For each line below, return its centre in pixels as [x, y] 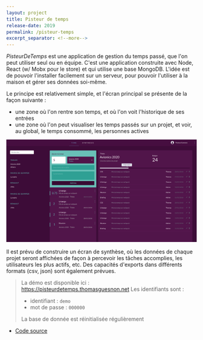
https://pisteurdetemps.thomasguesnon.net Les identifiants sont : [102, 289]
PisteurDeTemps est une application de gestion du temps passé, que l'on [97, 56]
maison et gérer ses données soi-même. [56, 82]
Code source [31, 331]
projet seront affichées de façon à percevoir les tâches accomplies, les [95, 258]
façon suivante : [26, 100]
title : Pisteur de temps [37, 19]
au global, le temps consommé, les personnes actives [82, 131]
